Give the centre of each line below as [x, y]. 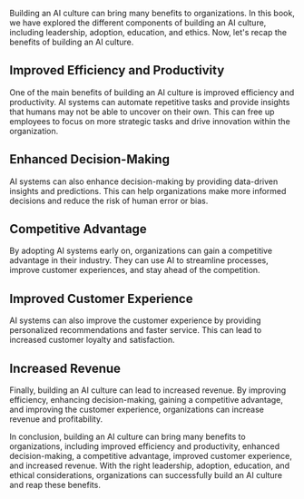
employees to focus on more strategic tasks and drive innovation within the [150, 121]
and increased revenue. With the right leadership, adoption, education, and [150, 465]
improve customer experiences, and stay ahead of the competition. [135, 270]
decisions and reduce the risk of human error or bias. [109, 201]
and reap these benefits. [55, 485]
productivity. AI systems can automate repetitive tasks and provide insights [150, 102]
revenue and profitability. [56, 419]
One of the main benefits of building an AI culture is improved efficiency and [152, 92]
